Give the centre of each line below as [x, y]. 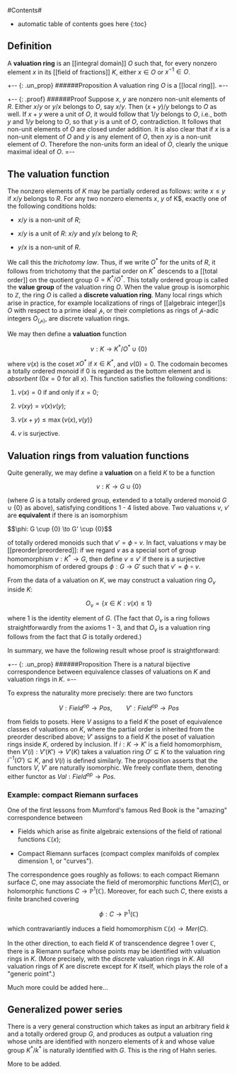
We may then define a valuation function [67, 334]
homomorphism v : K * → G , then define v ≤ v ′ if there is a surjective [106, 558]
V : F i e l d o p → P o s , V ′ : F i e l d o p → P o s [119, 707]
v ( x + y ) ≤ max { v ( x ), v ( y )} [55, 420]
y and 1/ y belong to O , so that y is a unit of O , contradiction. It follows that [114, 122]
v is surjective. [39, 434]
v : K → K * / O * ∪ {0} [119, 348]
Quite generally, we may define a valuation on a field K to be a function [111, 473]
